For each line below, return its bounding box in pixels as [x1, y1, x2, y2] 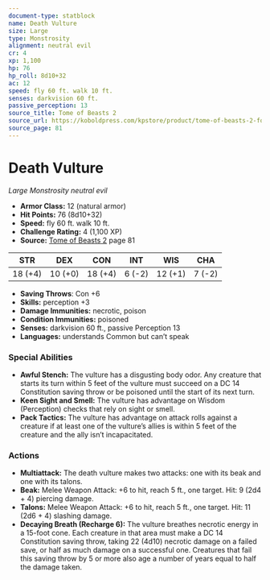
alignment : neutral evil [8, 42, 92, 50]
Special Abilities [8, 351, 73, 362]
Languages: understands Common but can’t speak [19, 331, 190, 341]
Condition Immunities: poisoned [19, 314, 129, 324]
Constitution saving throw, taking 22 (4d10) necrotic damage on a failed [19, 536, 257, 546]
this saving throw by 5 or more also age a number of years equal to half [19, 553, 257, 564]
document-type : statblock [8, 11, 95, 20]
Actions [8, 449, 40, 461]
